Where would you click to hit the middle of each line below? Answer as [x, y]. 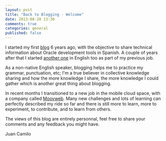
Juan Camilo [18, 134]
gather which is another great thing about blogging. [58, 83]
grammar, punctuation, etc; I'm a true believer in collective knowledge [77, 73]
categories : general [27, 28]
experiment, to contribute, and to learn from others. [58, 109]
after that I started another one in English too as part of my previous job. [80, 58]
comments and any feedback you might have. [52, 124]
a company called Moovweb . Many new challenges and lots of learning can [83, 98]
